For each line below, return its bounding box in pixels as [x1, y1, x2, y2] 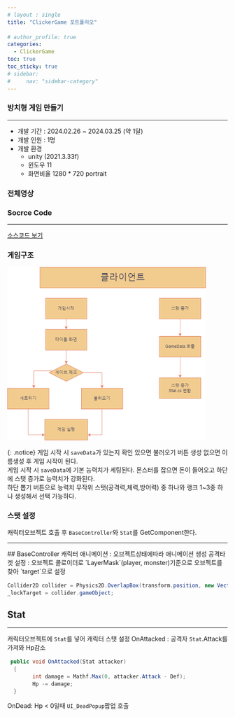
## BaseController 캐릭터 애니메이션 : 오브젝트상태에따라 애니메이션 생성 [7, 550, 208, 558]
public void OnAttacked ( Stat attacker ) [10, 658, 127, 665]
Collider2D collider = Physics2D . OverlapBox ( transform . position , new [7, 582, 215, 589]
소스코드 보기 [7, 231, 43, 239]
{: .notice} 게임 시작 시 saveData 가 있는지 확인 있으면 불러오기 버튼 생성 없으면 [7, 448, 221, 457]
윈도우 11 [27, 160, 52, 169]
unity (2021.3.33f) [27, 152, 80, 160]
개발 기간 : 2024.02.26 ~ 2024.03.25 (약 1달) [17, 127, 143, 135]
